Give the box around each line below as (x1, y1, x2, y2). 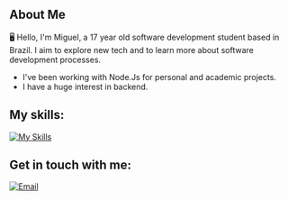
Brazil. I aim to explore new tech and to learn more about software (9, 44, 254, 55)
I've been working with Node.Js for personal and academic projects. (22, 71, 277, 82)
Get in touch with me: (9, 158, 132, 173)
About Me (9, 7, 66, 23)
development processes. (9, 54, 102, 65)
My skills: (9, 107, 65, 123)
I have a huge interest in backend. (22, 81, 148, 92)
